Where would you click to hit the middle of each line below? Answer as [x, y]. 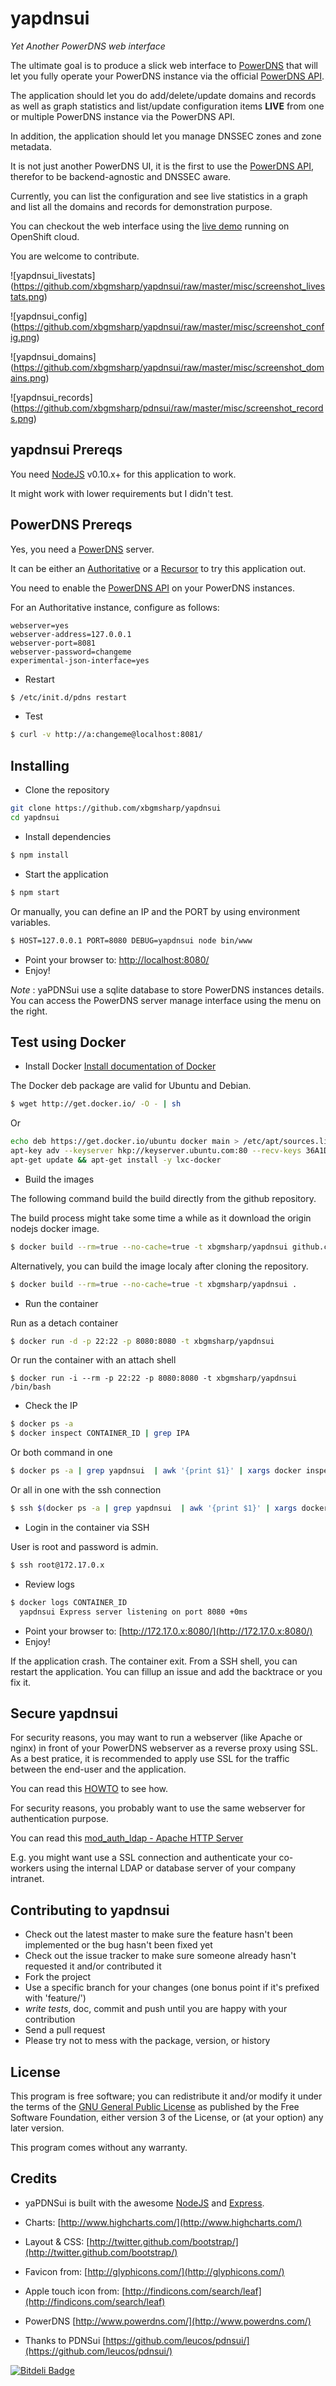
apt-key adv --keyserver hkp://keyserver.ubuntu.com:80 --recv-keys [156, 1151]
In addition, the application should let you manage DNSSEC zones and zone [166, 136]
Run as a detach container [64, 1323]
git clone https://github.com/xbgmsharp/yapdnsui [116, 808]
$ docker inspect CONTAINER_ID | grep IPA [100, 1433]
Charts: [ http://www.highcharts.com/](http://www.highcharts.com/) [163, 2222]
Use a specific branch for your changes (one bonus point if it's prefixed [172, 1988]
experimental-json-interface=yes [80, 660]
